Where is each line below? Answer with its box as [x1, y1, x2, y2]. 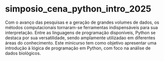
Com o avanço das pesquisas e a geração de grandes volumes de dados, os [5, 19, 160, 25]
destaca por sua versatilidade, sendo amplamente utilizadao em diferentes [5, 35, 156, 41]
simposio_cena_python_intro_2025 [5, 3, 152, 15]
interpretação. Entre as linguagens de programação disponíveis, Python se [5, 30, 156, 35]
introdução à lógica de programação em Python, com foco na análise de [5, 45, 151, 51]
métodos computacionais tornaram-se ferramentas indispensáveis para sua [5, 24, 158, 30]
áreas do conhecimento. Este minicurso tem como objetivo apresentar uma [5, 40, 157, 46]
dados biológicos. [5, 50, 41, 56]
